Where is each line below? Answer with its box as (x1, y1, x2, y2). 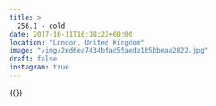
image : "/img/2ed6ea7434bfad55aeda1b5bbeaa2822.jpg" (9, 46, 209, 55)
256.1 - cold (17, 21, 66, 30)
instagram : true (9, 63, 69, 72)
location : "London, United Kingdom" (9, 37, 145, 47)
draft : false (9, 54, 58, 63)
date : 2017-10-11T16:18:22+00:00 (9, 29, 133, 38)
